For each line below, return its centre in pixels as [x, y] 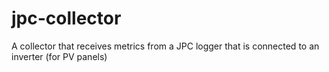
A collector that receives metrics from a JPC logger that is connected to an [165, 46]
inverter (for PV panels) [59, 56]
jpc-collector [66, 18]
